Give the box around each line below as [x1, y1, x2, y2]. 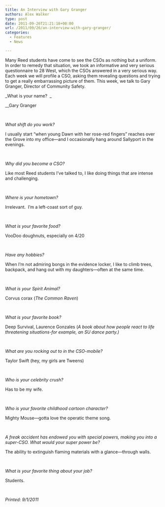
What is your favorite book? [5, 314, 62, 320]
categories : [5, 30, 30, 35]
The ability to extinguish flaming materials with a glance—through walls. [5, 449, 151, 455]
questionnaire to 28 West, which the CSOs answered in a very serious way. [5, 68, 158, 73]
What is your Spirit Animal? [5, 285, 61, 291]
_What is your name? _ [5, 93, 52, 99]
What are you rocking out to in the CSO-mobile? [5, 348, 103, 354]
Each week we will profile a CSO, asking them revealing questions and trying [5, 72, 161, 79]
